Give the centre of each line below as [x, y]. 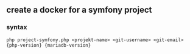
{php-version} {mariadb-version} [49, 45]
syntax [17, 27]
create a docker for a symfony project [79, 10]
